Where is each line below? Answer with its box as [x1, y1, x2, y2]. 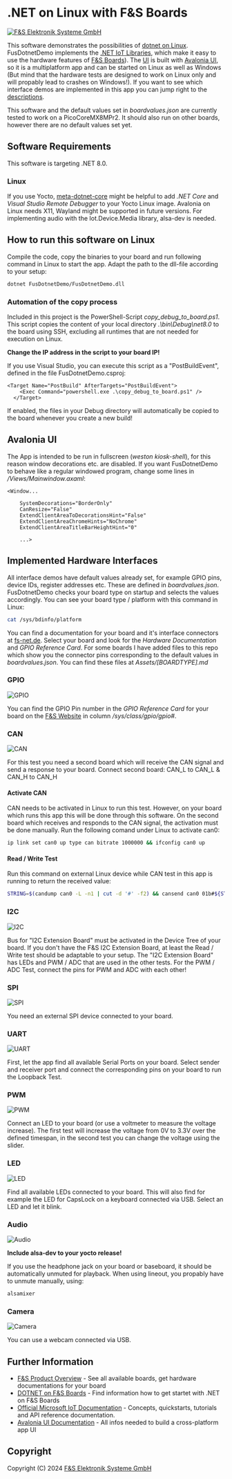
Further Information [7, 1356, 94, 1368]
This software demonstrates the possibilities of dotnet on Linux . [7, 41, 188, 49]
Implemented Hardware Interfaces [7, 555, 158, 567]
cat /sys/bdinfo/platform [7, 616, 81, 623]
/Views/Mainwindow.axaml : [7, 474, 86, 482]
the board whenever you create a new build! [7, 414, 133, 423]
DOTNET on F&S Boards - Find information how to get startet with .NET [17, 1389, 220, 1397]
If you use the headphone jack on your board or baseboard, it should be [7, 1262, 212, 1271]
